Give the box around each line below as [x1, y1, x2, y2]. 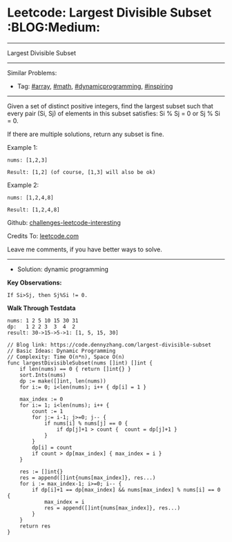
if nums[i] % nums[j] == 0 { [43, 420, 128, 427]
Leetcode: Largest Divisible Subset [7, 5, 212, 21]
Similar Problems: [7, 68, 57, 77]
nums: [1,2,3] [7, 157, 48, 164]
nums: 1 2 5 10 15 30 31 [7, 317, 79, 324]
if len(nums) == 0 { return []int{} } [19, 365, 131, 372]
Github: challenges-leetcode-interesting [7, 218, 121, 226]
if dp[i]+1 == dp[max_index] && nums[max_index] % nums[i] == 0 [32, 486, 221, 493]
